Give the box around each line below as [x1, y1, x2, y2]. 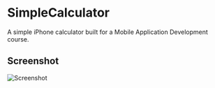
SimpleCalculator [7, 5, 110, 21]
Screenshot [7, 55, 59, 67]
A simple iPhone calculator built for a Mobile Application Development [7, 28, 208, 36]
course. [7, 35, 29, 43]
